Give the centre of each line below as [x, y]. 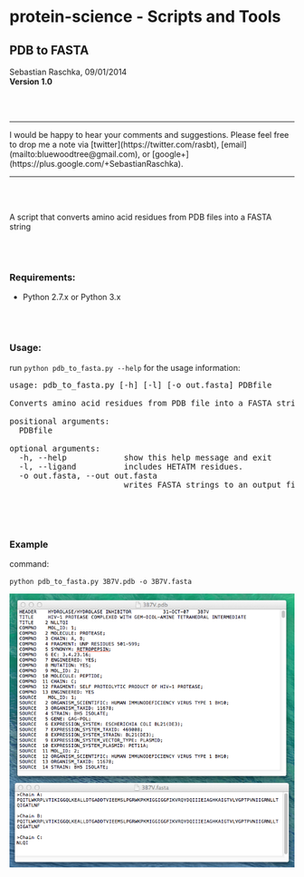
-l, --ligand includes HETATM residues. [131, 466]
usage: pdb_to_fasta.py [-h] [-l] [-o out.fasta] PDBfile [141, 385]
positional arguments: [60, 421]
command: [29, 563]
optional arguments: [55, 448]
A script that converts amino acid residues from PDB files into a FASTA [141, 217]
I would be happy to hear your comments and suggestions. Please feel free [149, 135]
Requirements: [43, 277]
